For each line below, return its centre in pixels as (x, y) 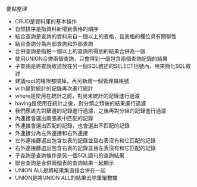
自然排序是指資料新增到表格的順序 (57, 29)
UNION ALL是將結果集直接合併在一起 (60, 170)
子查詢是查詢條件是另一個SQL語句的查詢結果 (70, 155)
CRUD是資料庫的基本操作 (46, 21)
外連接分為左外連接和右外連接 (51, 133)
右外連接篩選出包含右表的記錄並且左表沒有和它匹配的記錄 (85, 148)
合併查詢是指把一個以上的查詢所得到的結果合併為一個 (80, 51)
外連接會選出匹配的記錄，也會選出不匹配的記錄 (72, 126)
